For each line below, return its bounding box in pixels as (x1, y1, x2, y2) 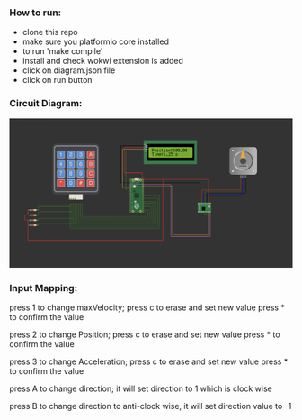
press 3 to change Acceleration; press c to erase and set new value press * (9, 356, 289, 367)
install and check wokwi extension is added (22, 56, 184, 67)
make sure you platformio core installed (22, 36, 169, 47)
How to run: (9, 6, 62, 19)
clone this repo (22, 27, 78, 38)
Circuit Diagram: (9, 97, 83, 110)
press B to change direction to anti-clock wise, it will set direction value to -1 (9, 401, 292, 412)
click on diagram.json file (22, 65, 116, 76)
